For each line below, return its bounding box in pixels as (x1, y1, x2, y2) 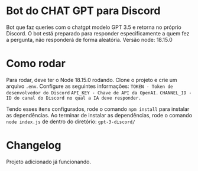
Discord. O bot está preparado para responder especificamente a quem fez (6, 29, 190, 37)
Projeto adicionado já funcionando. (6, 158, 92, 165)
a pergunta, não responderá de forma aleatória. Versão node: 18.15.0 (6, 36, 173, 43)
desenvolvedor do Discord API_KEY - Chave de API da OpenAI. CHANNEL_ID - (6, 90, 192, 96)
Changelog (6, 139, 61, 152)
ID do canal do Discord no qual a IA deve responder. (6, 95, 142, 101)
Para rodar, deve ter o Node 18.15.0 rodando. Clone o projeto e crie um (6, 76, 177, 83)
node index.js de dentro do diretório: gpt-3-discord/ (6, 118, 135, 125)
